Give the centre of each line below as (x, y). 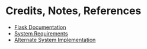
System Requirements (41, 33)
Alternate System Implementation (55, 40)
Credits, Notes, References (73, 11)
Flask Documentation (40, 27)
